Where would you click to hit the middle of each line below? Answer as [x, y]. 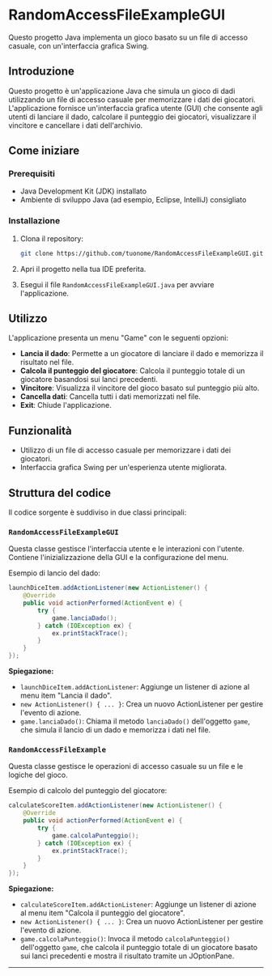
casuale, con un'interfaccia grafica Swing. [79, 45]
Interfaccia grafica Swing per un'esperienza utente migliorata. [123, 468]
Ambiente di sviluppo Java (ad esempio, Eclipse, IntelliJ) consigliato [133, 200]
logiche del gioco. [38, 775]
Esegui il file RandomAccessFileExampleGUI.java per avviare [117, 284]
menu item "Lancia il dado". [66, 696]
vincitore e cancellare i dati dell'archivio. [76, 125]
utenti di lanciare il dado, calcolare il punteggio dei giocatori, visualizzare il [132, 117]
